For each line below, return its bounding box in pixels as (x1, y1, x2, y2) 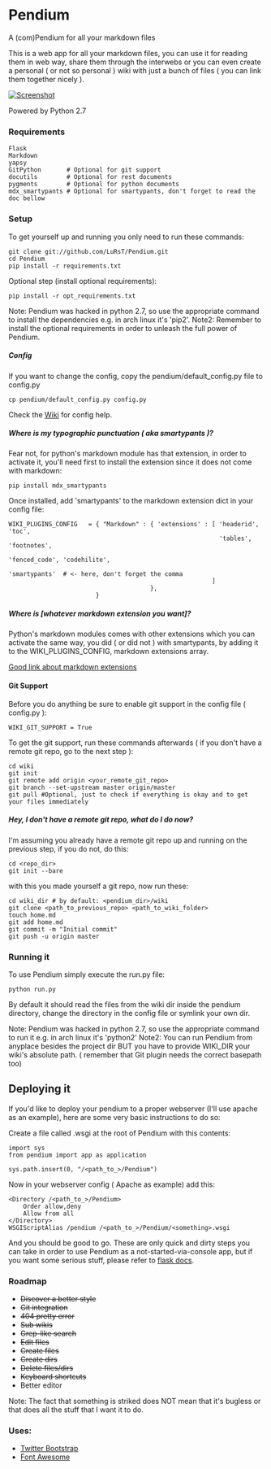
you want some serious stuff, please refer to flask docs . (8, 1255, 195, 1265)
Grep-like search (19, 1328, 77, 1339)
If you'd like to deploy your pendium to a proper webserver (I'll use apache (8, 1104, 258, 1114)
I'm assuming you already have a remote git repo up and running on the (8, 835, 247, 845)
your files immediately (8, 797, 89, 806)
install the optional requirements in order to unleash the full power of (8, 323, 238, 333)
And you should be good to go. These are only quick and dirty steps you (8, 1238, 250, 1248)
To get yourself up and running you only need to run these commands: (8, 232, 245, 242)
